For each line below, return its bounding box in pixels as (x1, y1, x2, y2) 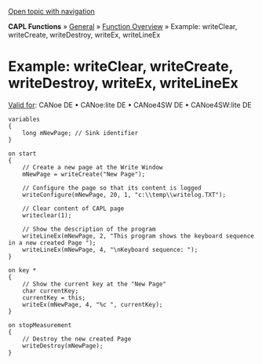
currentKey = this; (22, 293, 86, 301)
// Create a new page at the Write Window (22, 163, 163, 171)
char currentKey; (22, 286, 79, 295)
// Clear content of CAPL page (22, 204, 125, 213)
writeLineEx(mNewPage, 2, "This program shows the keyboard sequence (22, 231, 255, 240)
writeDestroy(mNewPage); (22, 341, 104, 350)
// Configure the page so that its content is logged (22, 184, 202, 191)
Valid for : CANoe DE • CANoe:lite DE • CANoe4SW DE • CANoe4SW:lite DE (8, 100, 253, 109)
